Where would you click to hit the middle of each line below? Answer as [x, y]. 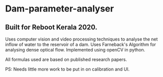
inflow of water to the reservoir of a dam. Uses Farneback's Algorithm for [81, 44]
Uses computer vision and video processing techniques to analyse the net [81, 39]
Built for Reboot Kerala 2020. [51, 27]
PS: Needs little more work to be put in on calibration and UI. [67, 69]
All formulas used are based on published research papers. [66, 59]
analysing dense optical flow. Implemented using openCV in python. [75, 50]
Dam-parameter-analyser [59, 9]
